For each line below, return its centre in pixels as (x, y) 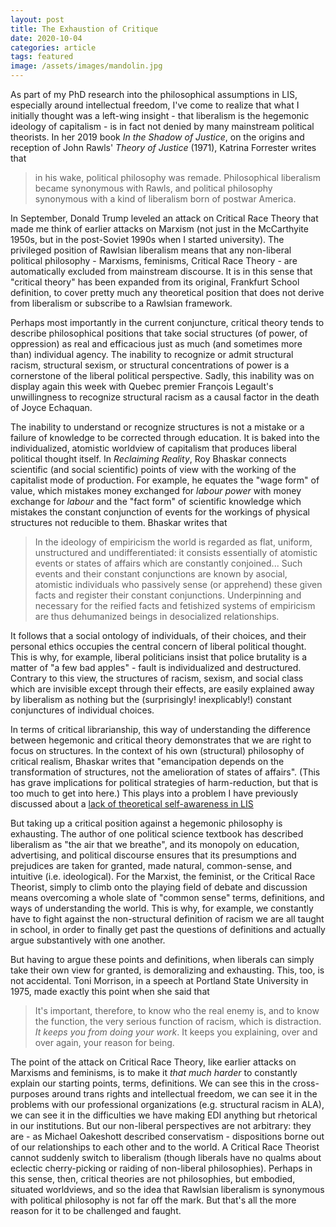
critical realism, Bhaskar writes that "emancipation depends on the (147, 761)
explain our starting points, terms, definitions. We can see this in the (150, 1083)
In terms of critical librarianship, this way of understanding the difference (160, 729)
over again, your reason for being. (104, 1042)
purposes (30, 1094)
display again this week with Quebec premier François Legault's (142, 386)
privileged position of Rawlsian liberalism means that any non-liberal (151, 250)
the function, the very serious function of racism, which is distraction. (178, 1021)
